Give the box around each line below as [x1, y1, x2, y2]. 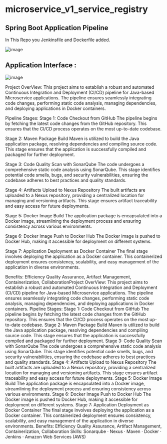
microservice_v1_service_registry [5, 4, 148, 15]
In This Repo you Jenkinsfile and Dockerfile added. [5, 37, 110, 43]
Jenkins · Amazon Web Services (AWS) [5, 433, 86, 439]
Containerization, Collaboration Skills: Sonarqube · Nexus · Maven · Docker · [5, 428, 161, 434]
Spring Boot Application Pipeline [5, 24, 108, 32]
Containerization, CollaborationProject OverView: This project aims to [5, 279, 148, 285]
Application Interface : [5, 61, 76, 70]
